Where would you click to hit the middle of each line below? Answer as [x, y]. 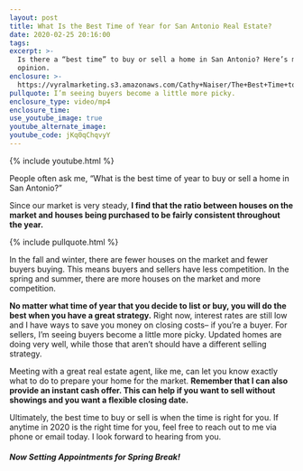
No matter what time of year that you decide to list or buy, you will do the [148, 305]
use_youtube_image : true [56, 118]
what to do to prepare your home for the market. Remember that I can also [149, 381]
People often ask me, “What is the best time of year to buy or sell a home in [150, 178]
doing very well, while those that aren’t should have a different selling [138, 344]
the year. [26, 224]
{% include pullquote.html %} [64, 242]
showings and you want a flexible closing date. [99, 400]
